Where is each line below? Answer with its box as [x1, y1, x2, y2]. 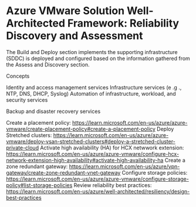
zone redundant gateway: [6, 163, 68, 170]
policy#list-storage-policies [6, 181, 73, 189]
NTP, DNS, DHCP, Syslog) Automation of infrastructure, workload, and [6, 90, 176, 97]
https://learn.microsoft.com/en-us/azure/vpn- [69, 163, 180, 170]
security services [6, 96, 48, 103]
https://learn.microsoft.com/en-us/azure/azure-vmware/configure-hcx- [6, 150, 180, 157]
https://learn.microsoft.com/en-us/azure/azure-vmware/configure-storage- [6, 175, 189, 182]
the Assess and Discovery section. [6, 61, 90, 68]
